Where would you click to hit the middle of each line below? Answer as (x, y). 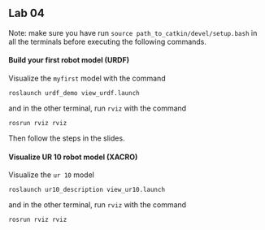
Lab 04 (26, 13)
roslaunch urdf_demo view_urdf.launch (74, 93)
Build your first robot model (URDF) (69, 60)
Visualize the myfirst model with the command (87, 78)
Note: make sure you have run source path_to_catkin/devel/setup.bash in (133, 33)
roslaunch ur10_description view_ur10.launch (87, 190)
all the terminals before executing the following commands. (108, 41)
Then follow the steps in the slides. (67, 138)
